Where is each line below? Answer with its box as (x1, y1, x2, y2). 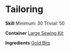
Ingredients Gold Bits (5, 39, 50, 46)
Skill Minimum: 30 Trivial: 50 (5, 20, 65, 26)
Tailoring (5, 4, 44, 15)
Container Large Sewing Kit (5, 30, 64, 36)
